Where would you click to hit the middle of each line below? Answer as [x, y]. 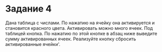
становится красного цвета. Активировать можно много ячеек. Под [79, 28]
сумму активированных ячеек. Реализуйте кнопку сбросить [71, 39]
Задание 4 [29, 9]
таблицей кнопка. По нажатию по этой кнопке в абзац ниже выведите [81, 33]
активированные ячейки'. [33, 44]
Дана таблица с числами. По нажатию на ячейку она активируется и [80, 23]
